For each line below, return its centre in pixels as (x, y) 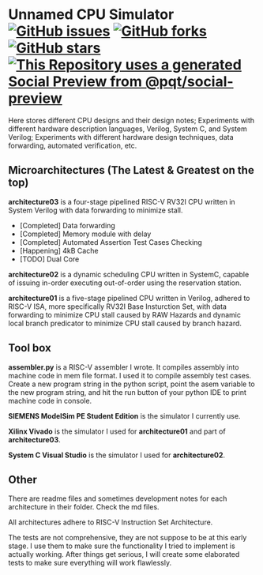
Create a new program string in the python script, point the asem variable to (131, 384)
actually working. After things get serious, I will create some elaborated (124, 554)
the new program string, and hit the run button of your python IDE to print (128, 392)
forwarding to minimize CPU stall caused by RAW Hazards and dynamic (124, 314)
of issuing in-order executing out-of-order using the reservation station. (125, 283)
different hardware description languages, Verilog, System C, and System (128, 129)
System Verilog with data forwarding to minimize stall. (96, 210)
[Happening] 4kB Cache (59, 250)
